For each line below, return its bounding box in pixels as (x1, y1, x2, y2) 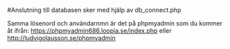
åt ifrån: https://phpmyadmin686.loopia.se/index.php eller (7, 27, 172, 35)
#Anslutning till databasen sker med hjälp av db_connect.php (7, 6, 182, 14)
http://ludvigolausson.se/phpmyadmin (7, 34, 116, 42)
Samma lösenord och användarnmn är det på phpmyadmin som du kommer (7, 19, 223, 27)
